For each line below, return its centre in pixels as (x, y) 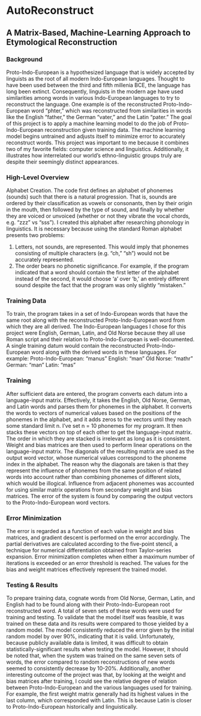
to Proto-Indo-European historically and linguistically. (72, 707)
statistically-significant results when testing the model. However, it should (97, 649)
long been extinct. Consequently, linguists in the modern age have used (95, 91)
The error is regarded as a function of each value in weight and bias (90, 531)
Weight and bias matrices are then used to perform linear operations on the (99, 445)
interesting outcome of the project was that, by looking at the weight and (96, 675)
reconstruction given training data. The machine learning (115, 129)
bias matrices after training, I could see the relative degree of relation (91, 681)
